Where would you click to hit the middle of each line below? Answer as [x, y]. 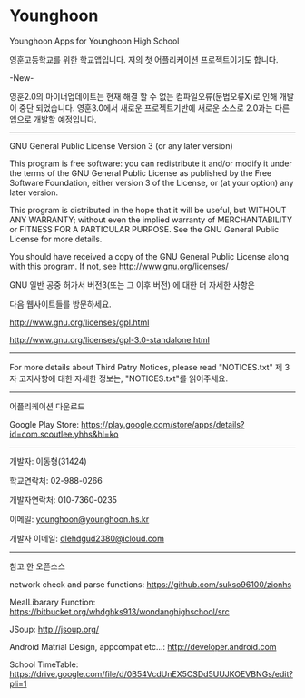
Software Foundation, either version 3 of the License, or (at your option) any [152, 182]
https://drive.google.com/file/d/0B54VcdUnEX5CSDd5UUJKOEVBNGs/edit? [151, 673]
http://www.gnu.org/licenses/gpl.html [79, 322]
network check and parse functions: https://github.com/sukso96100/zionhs [151, 584]
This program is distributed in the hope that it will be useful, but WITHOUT [148, 210]
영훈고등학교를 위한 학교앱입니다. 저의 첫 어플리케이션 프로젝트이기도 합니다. [144, 59]
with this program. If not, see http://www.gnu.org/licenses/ [119, 266]
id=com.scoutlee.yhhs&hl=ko [64, 434]
